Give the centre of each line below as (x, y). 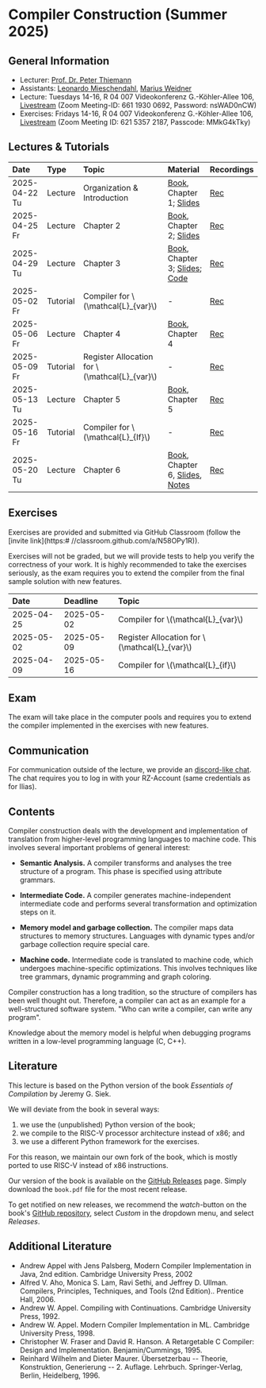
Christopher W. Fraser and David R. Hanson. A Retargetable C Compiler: (137, 1341)
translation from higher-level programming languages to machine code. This (133, 839)
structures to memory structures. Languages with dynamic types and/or (137, 936)
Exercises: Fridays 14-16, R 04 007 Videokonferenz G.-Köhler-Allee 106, (136, 114)
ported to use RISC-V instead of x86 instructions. (88, 1165)
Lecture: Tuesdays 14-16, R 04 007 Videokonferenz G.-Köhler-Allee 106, (137, 97)
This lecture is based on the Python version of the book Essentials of (121, 1085)
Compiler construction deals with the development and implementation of (128, 831)
